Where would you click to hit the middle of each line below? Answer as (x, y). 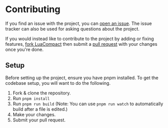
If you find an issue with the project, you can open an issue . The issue (79, 23)
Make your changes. (34, 114)
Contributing (33, 9)
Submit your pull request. (39, 120)
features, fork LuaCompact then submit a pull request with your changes (81, 44)
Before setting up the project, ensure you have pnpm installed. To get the (82, 78)
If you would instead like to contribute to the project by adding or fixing (80, 39)
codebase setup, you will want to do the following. (58, 83)
